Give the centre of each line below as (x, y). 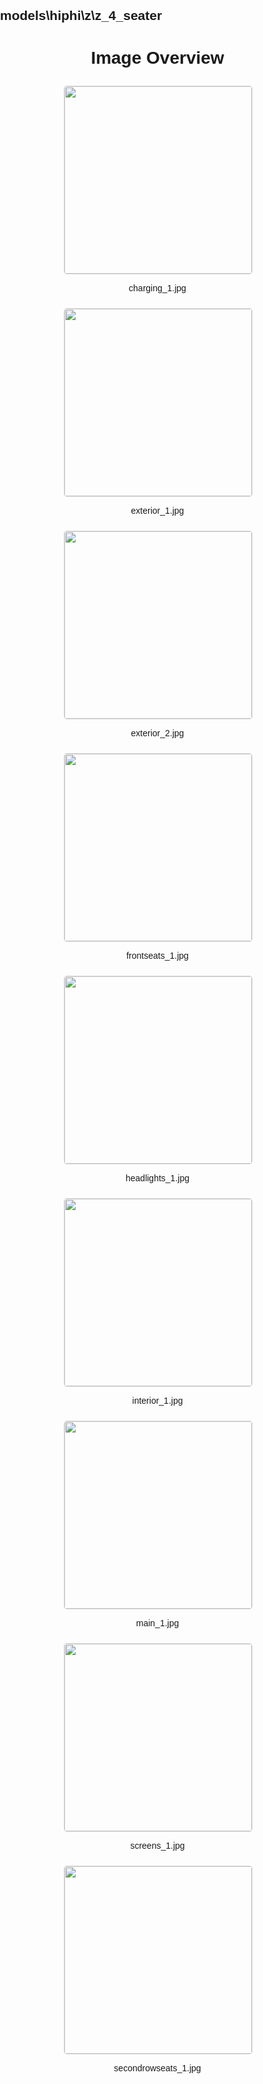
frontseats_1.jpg (157, 956)
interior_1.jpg (157, 1401)
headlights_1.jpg (157, 1178)
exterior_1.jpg (157, 511)
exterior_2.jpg (157, 733)
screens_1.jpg (157, 1846)
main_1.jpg (157, 1623)
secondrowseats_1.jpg (157, 2068)
